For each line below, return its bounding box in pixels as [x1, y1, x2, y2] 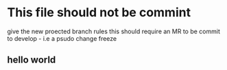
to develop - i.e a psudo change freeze [7, 34, 117, 42]
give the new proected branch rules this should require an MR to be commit [7, 27, 221, 35]
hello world [7, 54, 56, 66]
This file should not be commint [7, 5, 191, 20]
